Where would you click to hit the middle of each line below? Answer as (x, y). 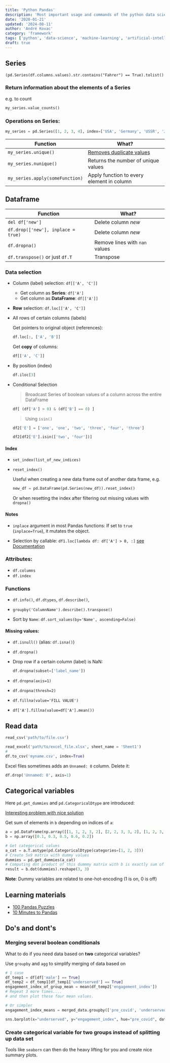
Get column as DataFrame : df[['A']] (59, 299)
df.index (22, 576)
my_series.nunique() (32, 163)
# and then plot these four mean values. (50, 996)
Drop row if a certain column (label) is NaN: (58, 662)
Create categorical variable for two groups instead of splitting (83, 1032)
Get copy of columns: (35, 347)
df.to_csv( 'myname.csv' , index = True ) (45, 756)
